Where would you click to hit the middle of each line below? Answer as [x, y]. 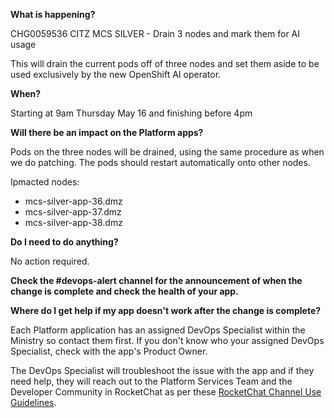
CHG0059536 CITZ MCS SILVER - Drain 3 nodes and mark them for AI [155, 33]
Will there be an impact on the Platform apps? [107, 132]
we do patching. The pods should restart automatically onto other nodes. [160, 162]
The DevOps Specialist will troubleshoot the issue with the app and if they [162, 370]
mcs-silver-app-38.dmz [73, 222]
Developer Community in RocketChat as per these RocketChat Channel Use [166, 392]
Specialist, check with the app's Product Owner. [109, 351]
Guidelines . [33, 402]
